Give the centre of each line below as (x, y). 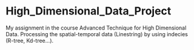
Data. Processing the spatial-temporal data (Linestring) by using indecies (97, 34)
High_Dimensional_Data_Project (89, 11)
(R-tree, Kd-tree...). (30, 40)
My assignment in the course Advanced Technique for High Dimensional (96, 28)
